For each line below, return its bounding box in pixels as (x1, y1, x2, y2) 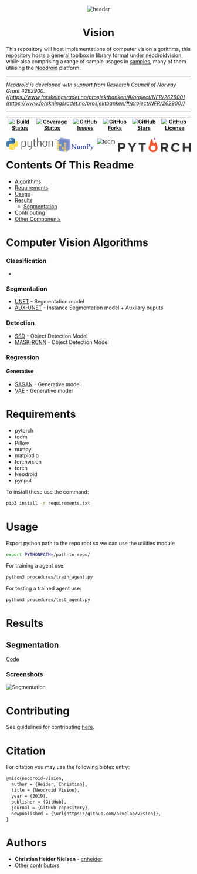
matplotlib (14, 452, 39, 459)
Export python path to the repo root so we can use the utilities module (6, 539, 175, 546)
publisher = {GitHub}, (11, 799, 67, 805)
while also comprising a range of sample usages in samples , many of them (6, 58, 186, 65)
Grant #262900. (6, 87, 45, 94)
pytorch (14, 427, 34, 434)
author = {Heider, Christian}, (11, 781, 88, 788)
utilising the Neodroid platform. (6, 64, 81, 71)
